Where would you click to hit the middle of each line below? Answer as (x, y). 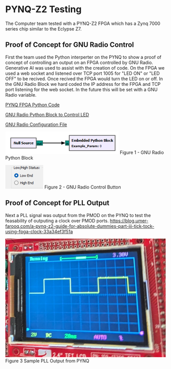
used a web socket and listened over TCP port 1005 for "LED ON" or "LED (83, 73)
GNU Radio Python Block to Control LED (47, 114)
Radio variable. (21, 95)
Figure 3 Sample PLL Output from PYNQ (47, 361)
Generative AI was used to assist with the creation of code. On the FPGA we (85, 68)
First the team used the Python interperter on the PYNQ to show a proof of (83, 57)
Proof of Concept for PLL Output (57, 203)
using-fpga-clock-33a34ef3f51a (39, 231)
